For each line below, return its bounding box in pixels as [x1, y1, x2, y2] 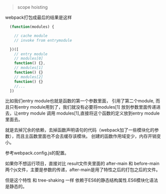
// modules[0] [14, 56, 43, 61]
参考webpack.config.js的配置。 [5, 150, 69, 156]
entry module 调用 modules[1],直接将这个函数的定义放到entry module [18, 110, 160, 116]
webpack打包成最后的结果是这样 [5, 14, 72, 20]
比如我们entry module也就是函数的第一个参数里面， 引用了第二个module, [5, 98, 155, 104]
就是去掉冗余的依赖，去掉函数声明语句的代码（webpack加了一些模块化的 [5, 127, 155, 133]
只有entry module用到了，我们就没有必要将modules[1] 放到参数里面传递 [9, 104, 157, 110]
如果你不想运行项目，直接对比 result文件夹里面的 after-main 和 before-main [5, 161, 160, 167]
